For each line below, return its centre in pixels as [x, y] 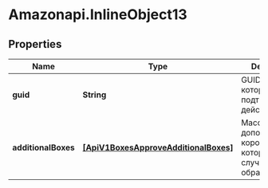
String [95, 95]
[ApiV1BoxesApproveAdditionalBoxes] [158, 147]
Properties [35, 44]
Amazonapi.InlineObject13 [98, 15]
